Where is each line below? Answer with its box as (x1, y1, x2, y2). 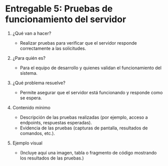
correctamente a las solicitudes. (20, 45, 86, 51)
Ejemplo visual (12, 140, 43, 146)
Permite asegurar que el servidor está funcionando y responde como (20, 89, 163, 95)
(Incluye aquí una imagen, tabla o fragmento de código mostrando (20, 149, 157, 155)
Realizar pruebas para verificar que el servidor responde (20, 40, 137, 46)
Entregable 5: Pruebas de (5, 3, 113, 15)
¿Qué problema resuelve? (12, 80, 66, 86)
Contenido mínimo (12, 104, 51, 110)
